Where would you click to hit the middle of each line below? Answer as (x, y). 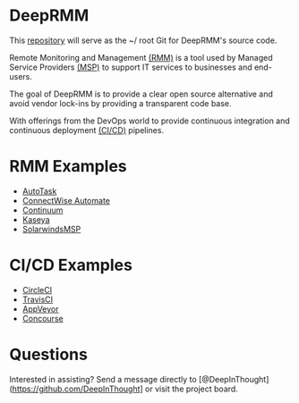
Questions (48, 355)
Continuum (43, 210)
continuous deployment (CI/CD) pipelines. (86, 130)
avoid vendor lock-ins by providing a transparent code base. (120, 103)
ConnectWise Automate (66, 200)
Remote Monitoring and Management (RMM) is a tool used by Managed (141, 57)
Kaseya (36, 219)
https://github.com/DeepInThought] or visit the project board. (125, 389)
